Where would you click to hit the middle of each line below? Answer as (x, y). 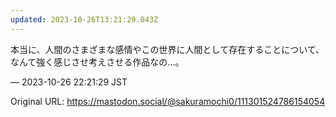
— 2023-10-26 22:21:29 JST (69, 82)
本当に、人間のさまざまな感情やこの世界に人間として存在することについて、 (167, 49)
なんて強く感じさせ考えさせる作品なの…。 (97, 62)
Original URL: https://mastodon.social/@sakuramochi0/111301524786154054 (168, 101)
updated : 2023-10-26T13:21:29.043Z (84, 19)
